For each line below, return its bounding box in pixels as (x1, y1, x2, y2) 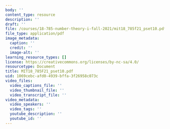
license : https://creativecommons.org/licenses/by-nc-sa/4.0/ (5, 59, 139, 64)
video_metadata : (5, 97, 39, 102)
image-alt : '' (10, 50, 39, 55)
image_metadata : (5, 36, 39, 41)
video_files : (5, 78, 33, 83)
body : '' (5, 7, 24, 13)
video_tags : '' (10, 107, 42, 112)
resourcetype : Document (5, 64, 56, 69)
